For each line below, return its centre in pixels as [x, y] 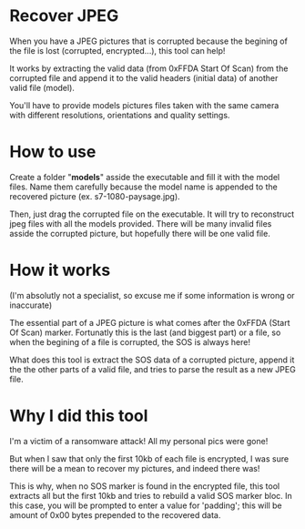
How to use [53, 152]
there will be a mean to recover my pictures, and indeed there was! [135, 468]
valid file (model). [42, 87]
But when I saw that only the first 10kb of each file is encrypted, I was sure [149, 458]
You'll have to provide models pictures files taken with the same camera [144, 105]
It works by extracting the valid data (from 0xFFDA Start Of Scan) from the [149, 68]
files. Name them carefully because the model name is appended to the [143, 187]
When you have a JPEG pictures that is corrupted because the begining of [149, 41]
